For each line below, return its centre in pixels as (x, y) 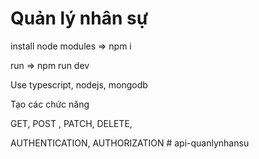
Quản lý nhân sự (79, 18)
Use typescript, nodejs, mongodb (79, 84)
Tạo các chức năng (50, 104)
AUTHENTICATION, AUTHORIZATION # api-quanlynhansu (130, 143)
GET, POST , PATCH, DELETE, (71, 123)
